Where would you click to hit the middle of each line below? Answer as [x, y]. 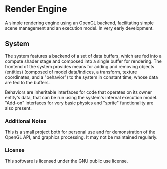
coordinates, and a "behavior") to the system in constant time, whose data [82, 77]
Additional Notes [26, 121]
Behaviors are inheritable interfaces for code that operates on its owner [79, 92]
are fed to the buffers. [28, 82]
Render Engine [36, 9]
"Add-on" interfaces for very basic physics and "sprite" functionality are [79, 103]
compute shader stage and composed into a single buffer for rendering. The [84, 61]
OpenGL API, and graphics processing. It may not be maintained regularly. [81, 137]
